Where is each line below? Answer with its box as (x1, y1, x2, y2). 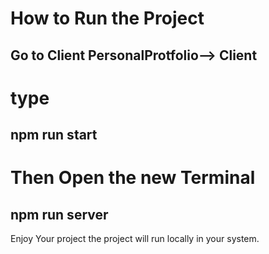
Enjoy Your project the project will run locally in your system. (10, 233, 260, 245)
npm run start (10, 127, 98, 144)
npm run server (10, 206, 109, 223)
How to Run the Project (10, 7, 205, 30)
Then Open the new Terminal (10, 167, 256, 189)
